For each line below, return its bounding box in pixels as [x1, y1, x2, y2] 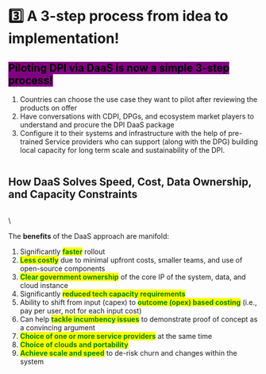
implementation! [8, 29, 120, 48]
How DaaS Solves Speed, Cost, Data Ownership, [8, 175, 252, 189]
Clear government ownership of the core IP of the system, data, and [19, 272, 246, 282]
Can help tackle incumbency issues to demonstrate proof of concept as [19, 314, 258, 324]
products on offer [19, 103, 78, 112]
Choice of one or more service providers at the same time [19, 331, 213, 341]
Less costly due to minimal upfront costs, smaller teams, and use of [19, 255, 243, 264]
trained [19, 137, 44, 146]
